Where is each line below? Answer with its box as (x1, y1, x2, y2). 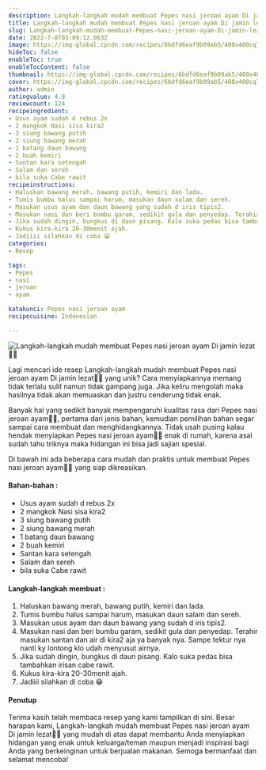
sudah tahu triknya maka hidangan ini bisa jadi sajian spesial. (8, 438, 207, 448)
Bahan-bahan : (8, 480, 59, 491)
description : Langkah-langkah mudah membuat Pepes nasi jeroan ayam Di (8, 11, 249, 20)
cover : (8, 78, 30, 85)
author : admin (8, 85, 55, 93)
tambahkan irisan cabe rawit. (19, 660, 115, 669)
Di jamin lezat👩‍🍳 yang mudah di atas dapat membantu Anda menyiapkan (8, 730, 245, 739)
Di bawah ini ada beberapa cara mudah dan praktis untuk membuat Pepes (8, 454, 250, 464)
